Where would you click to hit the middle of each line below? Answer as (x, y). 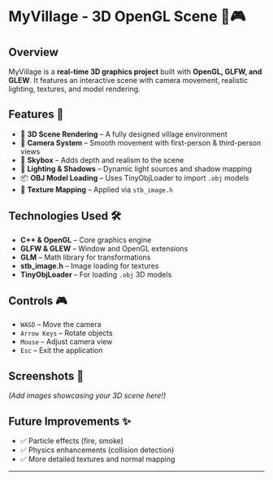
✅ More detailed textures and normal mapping (97, 459)
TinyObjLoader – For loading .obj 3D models (96, 274)
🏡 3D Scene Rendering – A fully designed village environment (123, 134)
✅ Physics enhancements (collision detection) (97, 450)
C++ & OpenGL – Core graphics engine (86, 240)
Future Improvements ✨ (70, 421)
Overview (34, 52)
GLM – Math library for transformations (85, 257)
